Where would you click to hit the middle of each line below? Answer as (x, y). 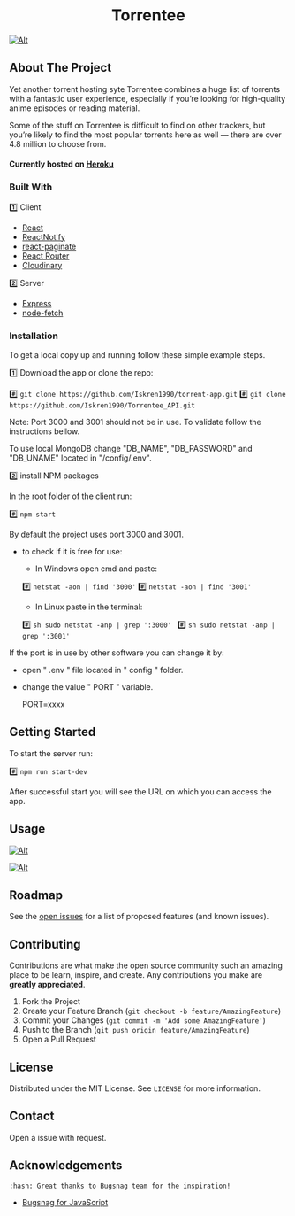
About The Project (61, 68)
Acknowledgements (66, 1166)
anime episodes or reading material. (75, 108)
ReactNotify (44, 236)
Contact (32, 1116)
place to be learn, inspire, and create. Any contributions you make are (136, 975)
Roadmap (36, 895)
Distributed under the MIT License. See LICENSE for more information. (135, 1088)
